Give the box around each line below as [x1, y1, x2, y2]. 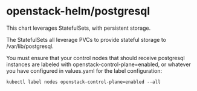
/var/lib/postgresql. [6, 42, 54, 50]
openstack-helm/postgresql [6, 4, 150, 18]
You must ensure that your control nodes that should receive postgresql [6, 54, 186, 61]
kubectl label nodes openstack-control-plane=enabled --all [6, 79, 161, 85]
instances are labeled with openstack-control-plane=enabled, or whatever [6, 61, 192, 68]
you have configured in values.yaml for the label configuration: [6, 67, 162, 74]
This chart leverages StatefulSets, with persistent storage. [6, 24, 151, 32]
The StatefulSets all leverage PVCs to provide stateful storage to [6, 36, 167, 43]
